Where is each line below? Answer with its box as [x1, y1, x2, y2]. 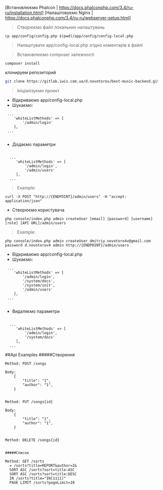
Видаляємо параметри [12, 308, 60, 314]
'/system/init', [22, 283, 55, 287]
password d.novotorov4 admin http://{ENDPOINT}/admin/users [5, 243, 130, 248]
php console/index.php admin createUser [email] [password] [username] [5, 216, 153, 221]
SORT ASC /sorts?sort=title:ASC [9, 467, 75, 472]
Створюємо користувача [12, 207, 65, 213]
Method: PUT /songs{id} [5, 399, 53, 404]
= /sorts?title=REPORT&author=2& [9, 463, 77, 468]
